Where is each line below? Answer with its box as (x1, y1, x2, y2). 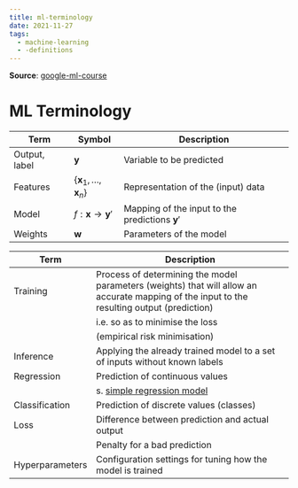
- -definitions (17, 46, 74, 55)
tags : (9, 29, 29, 38)
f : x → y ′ (74, 208, 114, 221)
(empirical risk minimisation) (96, 330, 215, 343)
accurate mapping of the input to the (96, 290, 248, 303)
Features (13, 181, 51, 193)
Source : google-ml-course (9, 70, 107, 81)
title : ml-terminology (9, 12, 93, 22)
